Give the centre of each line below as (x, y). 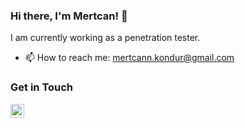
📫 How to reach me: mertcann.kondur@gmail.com (129, 58)
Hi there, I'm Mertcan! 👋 (69, 16)
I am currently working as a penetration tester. (105, 38)
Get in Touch (42, 87)
